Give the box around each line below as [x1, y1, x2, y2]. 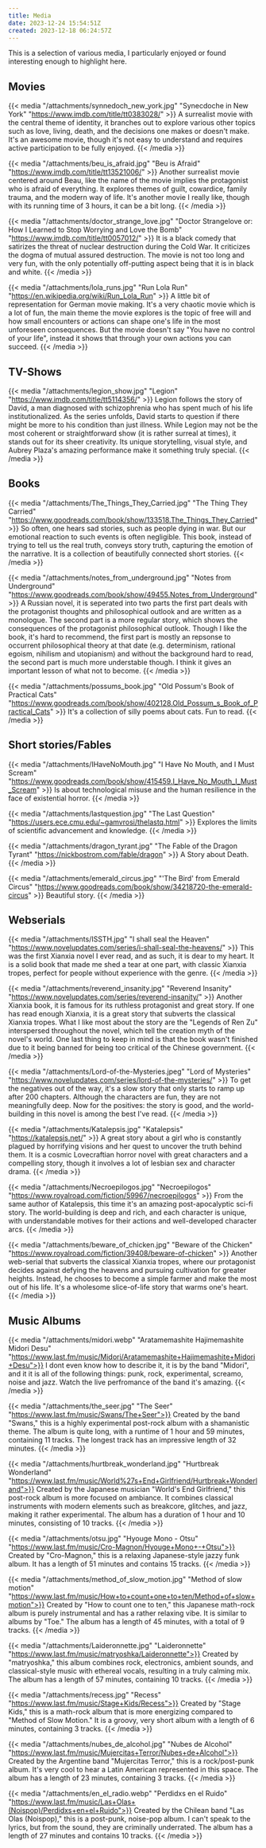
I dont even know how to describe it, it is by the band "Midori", [44, 1361, 249, 1370]
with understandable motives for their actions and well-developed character [8, 1216, 257, 1226]
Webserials [8, 914, 66, 927]
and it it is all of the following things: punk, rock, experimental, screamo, [8, 1369, 244, 1379]
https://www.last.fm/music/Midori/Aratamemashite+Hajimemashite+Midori [11, 1352, 256, 1362]
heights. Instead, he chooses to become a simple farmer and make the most [8, 1274, 257, 1283]
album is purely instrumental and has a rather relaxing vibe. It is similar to [8, 1608, 248, 1618]
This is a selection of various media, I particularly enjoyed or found [8, 49, 226, 58]
